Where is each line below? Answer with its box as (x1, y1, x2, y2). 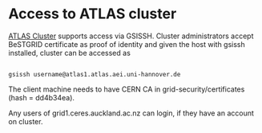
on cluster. (8, 116, 43, 126)
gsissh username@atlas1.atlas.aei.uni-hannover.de (8, 70, 181, 78)
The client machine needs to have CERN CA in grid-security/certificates (8, 84, 245, 94)
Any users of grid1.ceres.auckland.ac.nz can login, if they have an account (8, 108, 255, 118)
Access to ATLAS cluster (8, 5, 177, 23)
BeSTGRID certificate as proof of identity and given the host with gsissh (8, 39, 246, 49)
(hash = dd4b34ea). (8, 92, 75, 102)
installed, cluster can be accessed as (8, 48, 131, 57)
